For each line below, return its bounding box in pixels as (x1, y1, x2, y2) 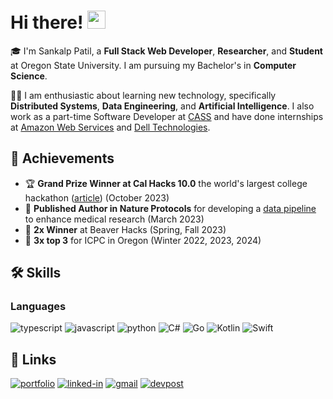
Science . (10, 70, 48, 82)
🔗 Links (10, 351, 57, 368)
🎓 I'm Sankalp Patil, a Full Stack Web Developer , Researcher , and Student (10, 45, 323, 57)
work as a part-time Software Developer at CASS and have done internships (10, 110, 324, 122)
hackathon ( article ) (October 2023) (24, 191, 170, 204)
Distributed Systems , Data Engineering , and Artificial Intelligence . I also (10, 100, 315, 112)
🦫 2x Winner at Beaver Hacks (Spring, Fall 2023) (24, 223, 227, 235)
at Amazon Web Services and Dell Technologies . (10, 121, 211, 133)
